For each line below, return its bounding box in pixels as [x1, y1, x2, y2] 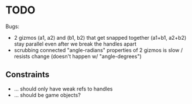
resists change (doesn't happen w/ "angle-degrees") [13, 53, 142, 60]
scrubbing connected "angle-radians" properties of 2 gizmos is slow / [13, 46, 183, 53]
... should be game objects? [13, 91, 81, 98]
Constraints [5, 70, 50, 79]
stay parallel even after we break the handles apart [13, 40, 137, 47]
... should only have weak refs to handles [13, 85, 113, 92]
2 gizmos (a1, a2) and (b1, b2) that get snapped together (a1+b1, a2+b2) [13, 34, 187, 41]
